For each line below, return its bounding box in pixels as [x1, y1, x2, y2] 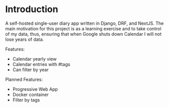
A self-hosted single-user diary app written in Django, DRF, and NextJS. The [5, 20, 164, 26]
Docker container [12, 91, 49, 97]
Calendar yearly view [12, 56, 57, 62]
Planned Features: [5, 76, 43, 82]
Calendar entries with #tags [12, 61, 71, 67]
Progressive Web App [12, 86, 58, 92]
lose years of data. [5, 36, 44, 42]
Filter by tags [12, 97, 40, 103]
